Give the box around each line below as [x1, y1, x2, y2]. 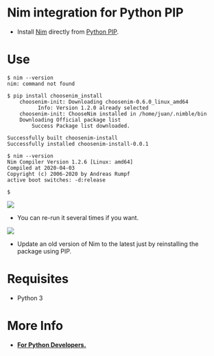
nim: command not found [7, 80, 75, 87]
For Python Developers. [16, 340, 86, 348]
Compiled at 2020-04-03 [7, 164, 75, 171]
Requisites [7, 271, 69, 287]
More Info [7, 318, 64, 333]
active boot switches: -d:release [7, 177, 106, 183]
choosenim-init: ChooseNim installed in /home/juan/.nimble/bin [19, 110, 207, 118]
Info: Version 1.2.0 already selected [37, 104, 149, 111]
